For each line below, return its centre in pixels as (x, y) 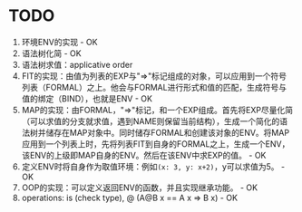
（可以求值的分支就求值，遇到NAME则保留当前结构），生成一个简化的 (151, 121)
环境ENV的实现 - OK (59, 42)
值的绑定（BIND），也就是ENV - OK (87, 98)
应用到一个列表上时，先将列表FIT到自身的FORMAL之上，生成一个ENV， (156, 144)
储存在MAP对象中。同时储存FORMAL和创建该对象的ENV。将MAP (168, 132)
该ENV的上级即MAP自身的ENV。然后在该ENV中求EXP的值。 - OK (144, 155)
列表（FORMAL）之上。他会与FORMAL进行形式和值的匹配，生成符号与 (154, 87)
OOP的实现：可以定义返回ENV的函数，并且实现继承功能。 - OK (140, 188)
